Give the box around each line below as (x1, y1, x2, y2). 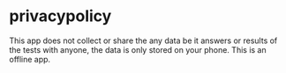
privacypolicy (9, 6, 112, 26)
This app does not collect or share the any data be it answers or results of (9, 35, 278, 46)
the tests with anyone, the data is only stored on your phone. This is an (9, 44, 267, 55)
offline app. (9, 54, 51, 64)
